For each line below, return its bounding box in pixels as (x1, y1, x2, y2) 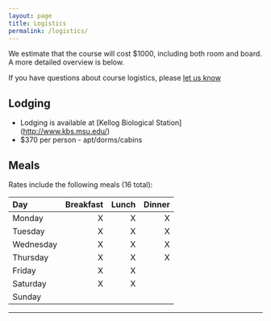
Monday (12, 213, 44, 223)
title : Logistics (8, 19, 67, 27)
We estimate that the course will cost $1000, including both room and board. (8, 49, 262, 59)
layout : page (8, 11, 52, 20)
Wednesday (12, 239, 58, 250)
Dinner (144, 199, 171, 210)
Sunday (12, 291, 42, 302)
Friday (12, 265, 36, 276)
